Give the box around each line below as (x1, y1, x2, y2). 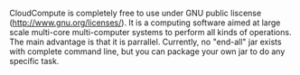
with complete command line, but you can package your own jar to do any (9, 46, 286, 57)
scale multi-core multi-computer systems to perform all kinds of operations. (9, 27, 292, 37)
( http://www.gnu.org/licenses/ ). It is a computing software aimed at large (9, 17, 281, 28)
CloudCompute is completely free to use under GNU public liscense (9, 8, 262, 18)
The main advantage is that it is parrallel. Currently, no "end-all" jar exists (9, 36, 282, 47)
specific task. (9, 56, 60, 66)
